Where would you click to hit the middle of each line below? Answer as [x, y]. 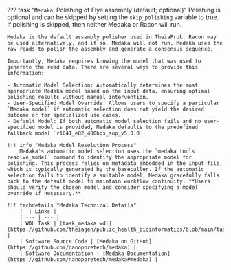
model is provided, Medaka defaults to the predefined [118, 127]
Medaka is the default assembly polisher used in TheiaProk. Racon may [112, 37]
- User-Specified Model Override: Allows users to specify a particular [113, 103]
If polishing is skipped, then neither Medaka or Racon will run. [95, 24]
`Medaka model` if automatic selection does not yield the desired [106, 109]
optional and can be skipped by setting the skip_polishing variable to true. [113, 17]
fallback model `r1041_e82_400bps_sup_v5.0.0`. [77, 133]
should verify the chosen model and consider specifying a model [102, 188]
